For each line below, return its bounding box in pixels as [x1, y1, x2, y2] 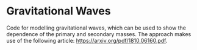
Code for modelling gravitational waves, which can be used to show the [6, 24, 186, 31]
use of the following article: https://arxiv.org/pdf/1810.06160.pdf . [6, 37, 168, 44]
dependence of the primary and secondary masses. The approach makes [6, 30, 192, 37]
